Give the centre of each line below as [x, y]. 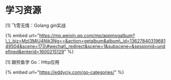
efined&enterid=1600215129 [35, 52]
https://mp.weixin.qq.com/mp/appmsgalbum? [87, 35]
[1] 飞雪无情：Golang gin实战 [35, 25]
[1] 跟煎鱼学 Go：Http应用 [32, 62]
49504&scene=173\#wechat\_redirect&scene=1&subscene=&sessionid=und [86, 46]
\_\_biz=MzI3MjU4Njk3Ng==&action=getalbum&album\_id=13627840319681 [86, 41]
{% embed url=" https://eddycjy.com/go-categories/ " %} [65, 72]
